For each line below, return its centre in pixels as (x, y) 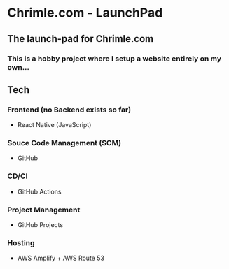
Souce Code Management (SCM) (64, 143)
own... (19, 67)
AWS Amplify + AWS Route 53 (61, 258)
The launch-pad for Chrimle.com (81, 39)
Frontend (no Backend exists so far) (69, 110)
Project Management (44, 210)
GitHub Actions (39, 191)
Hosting (21, 243)
